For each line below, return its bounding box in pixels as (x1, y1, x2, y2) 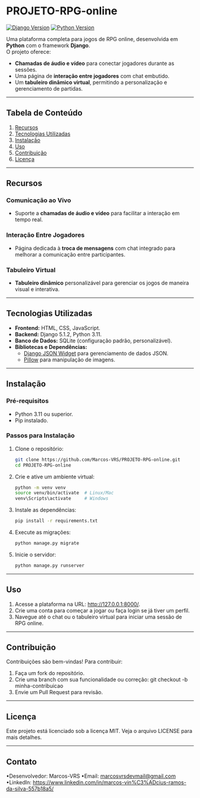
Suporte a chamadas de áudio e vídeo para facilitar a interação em (14, 210, 180, 217)
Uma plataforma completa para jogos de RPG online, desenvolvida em (6, 35, 179, 42)
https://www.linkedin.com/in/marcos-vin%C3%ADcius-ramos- (32, 779, 186, 786)
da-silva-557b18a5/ (6, 785, 54, 793)
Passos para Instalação (6, 431, 75, 440)
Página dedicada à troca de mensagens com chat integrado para (14, 245, 176, 252)
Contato (6, 756, 37, 767)
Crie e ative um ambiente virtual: (14, 473, 95, 480)
